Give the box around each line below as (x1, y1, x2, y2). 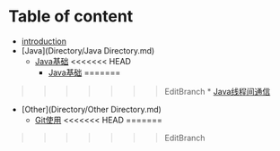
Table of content (8, 6, 134, 27)
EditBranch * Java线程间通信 (164, 86, 271, 96)
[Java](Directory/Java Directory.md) (21, 45, 155, 55)
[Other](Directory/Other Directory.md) (21, 104, 162, 114)
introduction (21, 36, 66, 46)
